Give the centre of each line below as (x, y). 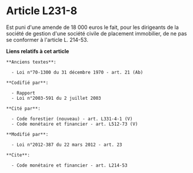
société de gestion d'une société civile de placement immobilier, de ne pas (96, 33)
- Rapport (23, 93)
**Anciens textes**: (31, 62)
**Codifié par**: (27, 83)
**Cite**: (18, 155)
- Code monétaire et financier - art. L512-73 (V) (75, 124)
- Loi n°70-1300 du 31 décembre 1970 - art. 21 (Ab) (77, 72)
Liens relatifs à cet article (38, 51)
